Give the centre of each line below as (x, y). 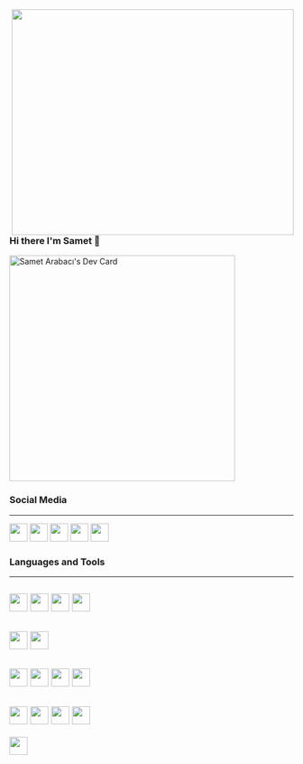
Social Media (38, 500)
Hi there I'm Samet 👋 (55, 241)
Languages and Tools (57, 562)
